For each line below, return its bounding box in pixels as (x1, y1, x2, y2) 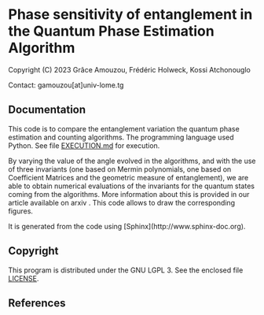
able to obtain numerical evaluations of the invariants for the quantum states (8, 181, 255, 191)
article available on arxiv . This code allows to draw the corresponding (8, 198, 236, 207)
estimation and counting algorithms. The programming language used (8, 132, 234, 142)
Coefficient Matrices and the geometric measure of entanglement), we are (8, 172, 249, 182)
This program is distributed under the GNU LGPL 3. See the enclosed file (8, 265, 244, 275)
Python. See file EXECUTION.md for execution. (8, 140, 160, 150)
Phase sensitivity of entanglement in (8, 6, 253, 24)
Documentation (8, 103, 86, 117)
